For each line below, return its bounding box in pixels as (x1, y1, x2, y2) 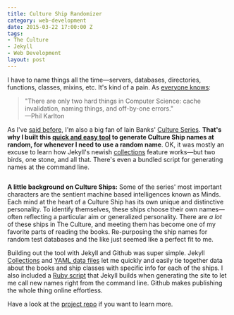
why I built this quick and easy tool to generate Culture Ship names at (7, 132, 214, 141)
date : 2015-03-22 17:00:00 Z (7, 23, 93, 30)
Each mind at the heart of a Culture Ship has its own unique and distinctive (7, 197, 224, 206)
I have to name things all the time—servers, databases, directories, (7, 75, 202, 84)
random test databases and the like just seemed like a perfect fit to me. (7, 235, 214, 243)
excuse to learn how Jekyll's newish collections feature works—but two (7, 147, 216, 156)
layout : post (7, 56, 46, 63)
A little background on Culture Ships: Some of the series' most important (7, 183, 222, 191)
